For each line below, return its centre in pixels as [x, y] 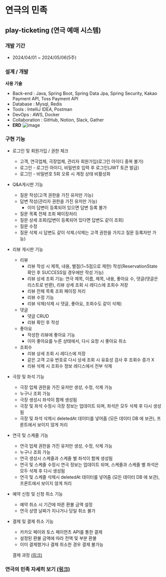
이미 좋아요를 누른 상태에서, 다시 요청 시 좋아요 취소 [77, 341]
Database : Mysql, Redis [37, 104]
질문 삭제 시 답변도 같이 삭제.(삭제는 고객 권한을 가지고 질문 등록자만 [85, 233]
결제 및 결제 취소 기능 [33, 522]
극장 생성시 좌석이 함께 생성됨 [48, 400]
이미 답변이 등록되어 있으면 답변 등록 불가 [67, 208]
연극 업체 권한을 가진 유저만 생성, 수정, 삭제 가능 [66, 446]
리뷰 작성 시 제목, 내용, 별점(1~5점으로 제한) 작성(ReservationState [92, 266]
